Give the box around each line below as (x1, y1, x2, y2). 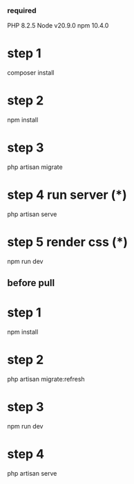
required (7, 6, 37, 15)
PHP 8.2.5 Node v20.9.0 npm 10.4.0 (7, 21, 109, 29)
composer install (7, 68, 55, 77)
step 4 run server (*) (7, 187, 128, 202)
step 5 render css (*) (7, 234, 128, 250)
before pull (7, 277, 55, 289)
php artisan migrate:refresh (7, 375, 85, 383)
